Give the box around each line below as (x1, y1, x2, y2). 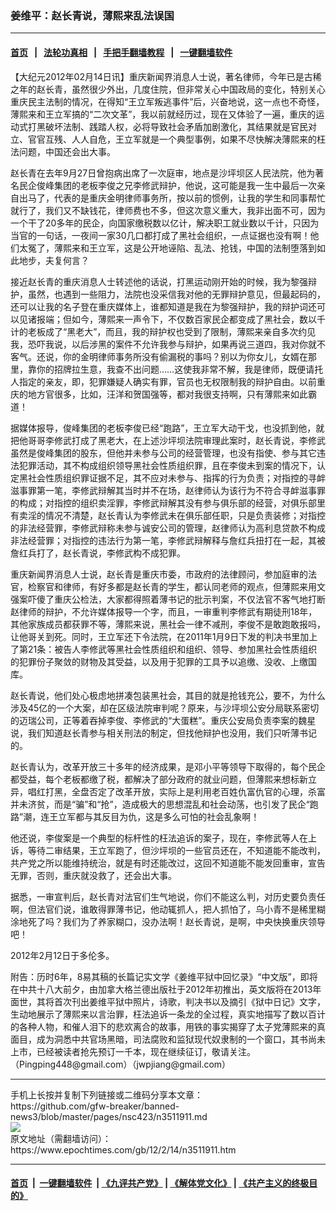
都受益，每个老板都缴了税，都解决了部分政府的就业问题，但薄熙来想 (10, 773, 291, 785)
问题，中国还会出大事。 (18, 145, 116, 157)
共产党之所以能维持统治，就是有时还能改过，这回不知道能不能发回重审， (10, 857, 308, 869)
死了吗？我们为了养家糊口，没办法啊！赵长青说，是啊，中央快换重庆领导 (27, 915, 326, 927)
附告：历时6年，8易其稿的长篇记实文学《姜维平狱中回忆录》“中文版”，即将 (10, 970, 318, 982)
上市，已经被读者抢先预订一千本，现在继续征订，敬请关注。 (10, 1045, 256, 1057)
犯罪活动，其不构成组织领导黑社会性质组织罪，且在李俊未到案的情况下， (18, 459, 317, 471)
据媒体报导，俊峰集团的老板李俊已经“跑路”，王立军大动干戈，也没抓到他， (10, 422, 317, 434)
